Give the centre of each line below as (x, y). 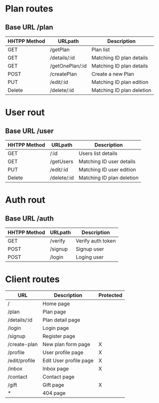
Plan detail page (62, 319)
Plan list (101, 49)
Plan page (54, 311)
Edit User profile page (68, 360)
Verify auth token (96, 241)
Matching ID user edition (107, 169)
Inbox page (56, 368)
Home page (56, 303)
